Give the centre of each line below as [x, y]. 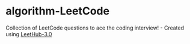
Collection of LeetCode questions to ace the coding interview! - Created [95, 28]
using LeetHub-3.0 [29, 34]
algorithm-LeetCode [57, 11]
